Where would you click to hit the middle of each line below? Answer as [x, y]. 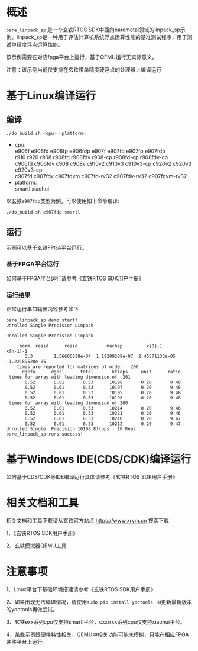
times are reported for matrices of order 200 [78, 367]
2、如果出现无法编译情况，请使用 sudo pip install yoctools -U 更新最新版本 [99, 602]
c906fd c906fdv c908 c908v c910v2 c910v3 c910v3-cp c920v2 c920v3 [103, 163]
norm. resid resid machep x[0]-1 [91, 346]
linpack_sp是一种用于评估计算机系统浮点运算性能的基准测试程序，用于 [102, 37]
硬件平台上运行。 [27, 642]
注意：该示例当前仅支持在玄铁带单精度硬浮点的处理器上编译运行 [84, 69]
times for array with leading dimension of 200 [68, 403]
